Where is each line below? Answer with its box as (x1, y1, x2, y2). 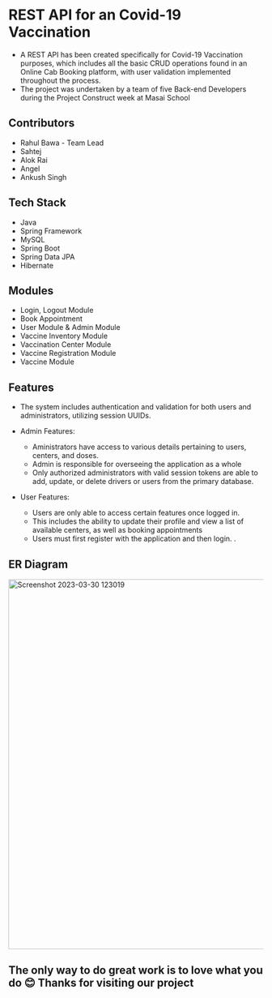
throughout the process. (19, 75, 101, 85)
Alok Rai (19, 155, 49, 165)
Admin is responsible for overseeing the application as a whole (32, 460, 242, 469)
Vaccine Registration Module (19, 349, 117, 358)
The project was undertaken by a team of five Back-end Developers (19, 84, 247, 94)
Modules (8, 284, 54, 298)
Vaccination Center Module (19, 340, 112, 349)
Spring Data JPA (19, 251, 75, 261)
